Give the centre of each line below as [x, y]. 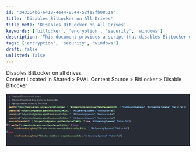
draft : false [22, 50]
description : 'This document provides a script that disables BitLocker [96, 37]
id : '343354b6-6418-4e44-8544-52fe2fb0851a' [61, 12]
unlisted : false [26, 56]
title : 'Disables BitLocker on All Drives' [60, 18]
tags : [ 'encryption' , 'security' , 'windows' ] [62, 43]
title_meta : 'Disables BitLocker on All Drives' [66, 25]
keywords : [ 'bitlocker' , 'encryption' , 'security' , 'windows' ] [85, 31]
